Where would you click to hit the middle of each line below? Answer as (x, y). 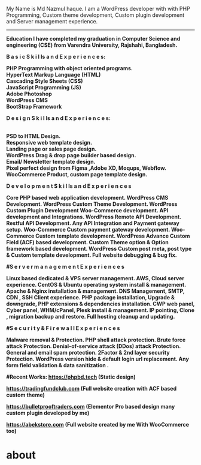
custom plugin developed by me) (48, 413)
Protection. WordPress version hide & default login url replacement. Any (98, 359)
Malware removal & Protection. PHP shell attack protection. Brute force (96, 340)
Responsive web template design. (49, 142)
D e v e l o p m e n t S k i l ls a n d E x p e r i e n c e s (69, 186)
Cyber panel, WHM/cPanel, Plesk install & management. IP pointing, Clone (100, 310)
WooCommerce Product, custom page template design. (77, 174)
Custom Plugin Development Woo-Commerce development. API (87, 210)
